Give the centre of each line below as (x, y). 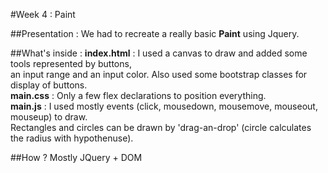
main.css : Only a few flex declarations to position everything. (138, 95)
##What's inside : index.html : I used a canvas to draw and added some (159, 53)
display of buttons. (49, 85)
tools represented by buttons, (71, 63)
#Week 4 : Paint (43, 14)
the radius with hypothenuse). (72, 138)
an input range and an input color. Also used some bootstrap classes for (159, 74)
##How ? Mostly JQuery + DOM (76, 157)
